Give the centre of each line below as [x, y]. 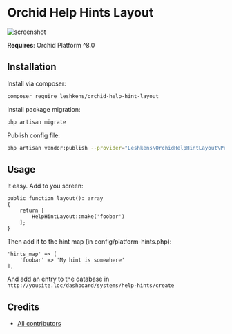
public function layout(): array [55, 199]
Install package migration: [44, 109]
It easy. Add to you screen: [46, 186]
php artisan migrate [37, 122]
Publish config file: [34, 135]
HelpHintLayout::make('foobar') [79, 217]
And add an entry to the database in [58, 279]
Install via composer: [37, 83]
